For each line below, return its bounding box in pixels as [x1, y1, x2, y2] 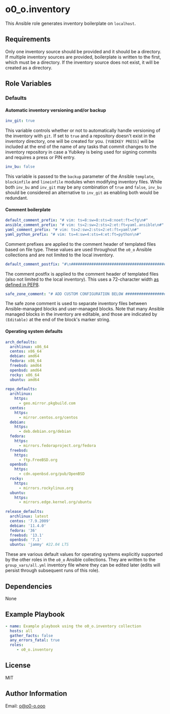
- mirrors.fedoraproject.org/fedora [18, 443, 96, 448]
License [5, 661, 31, 670]
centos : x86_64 [10, 349, 42, 354]
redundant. [5, 195, 28, 201]
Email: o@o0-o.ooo [5, 703, 46, 709]
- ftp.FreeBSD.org [18, 457, 58, 462]
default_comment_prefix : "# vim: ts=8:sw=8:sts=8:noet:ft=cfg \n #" [5, 218, 148, 223]
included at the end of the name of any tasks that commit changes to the [5, 143, 157, 150]
